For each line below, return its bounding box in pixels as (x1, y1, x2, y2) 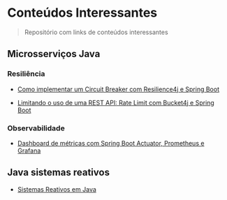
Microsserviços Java (7, 48, 101, 60)
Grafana (17, 146, 41, 155)
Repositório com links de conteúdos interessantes (24, 28, 169, 36)
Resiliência (7, 69, 45, 79)
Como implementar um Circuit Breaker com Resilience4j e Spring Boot (17, 85, 220, 93)
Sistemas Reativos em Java (17, 185, 96, 193)
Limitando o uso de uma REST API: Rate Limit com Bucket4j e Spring (17, 98, 214, 107)
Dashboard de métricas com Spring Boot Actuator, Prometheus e (17, 139, 205, 147)
